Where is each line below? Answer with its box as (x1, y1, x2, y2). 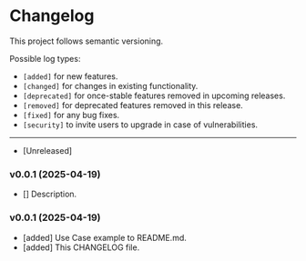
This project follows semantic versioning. (9, 35, 164, 46)
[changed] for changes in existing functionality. (22, 80, 199, 91)
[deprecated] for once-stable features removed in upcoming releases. (22, 90, 286, 101)
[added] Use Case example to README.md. (22, 232, 187, 243)
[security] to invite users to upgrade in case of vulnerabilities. (22, 119, 258, 130)
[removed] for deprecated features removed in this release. (22, 99, 243, 110)
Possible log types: (9, 53, 81, 64)
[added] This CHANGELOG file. (22, 242, 140, 253)
